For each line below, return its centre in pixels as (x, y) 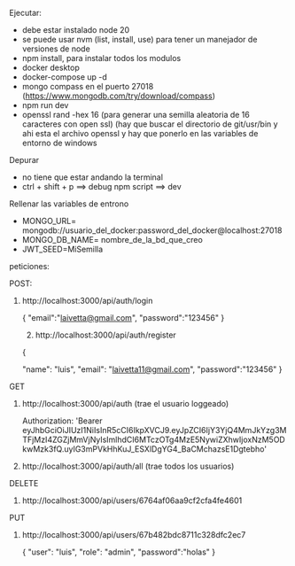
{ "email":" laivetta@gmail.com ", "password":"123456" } (123, 318)
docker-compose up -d (65, 77)
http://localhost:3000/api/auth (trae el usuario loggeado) (125, 403)
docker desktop (50, 67)
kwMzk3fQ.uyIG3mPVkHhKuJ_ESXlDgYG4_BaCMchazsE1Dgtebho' (144, 449)
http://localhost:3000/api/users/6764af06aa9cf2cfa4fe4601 (132, 500)
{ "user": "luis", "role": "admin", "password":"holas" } (119, 552)
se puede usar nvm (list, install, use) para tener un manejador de (140, 39)
